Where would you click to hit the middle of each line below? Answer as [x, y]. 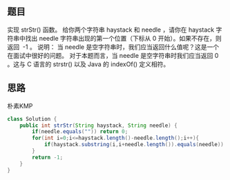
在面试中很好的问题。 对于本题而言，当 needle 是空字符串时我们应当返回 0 [113, 55]
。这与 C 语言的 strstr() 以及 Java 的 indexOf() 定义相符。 [88, 64]
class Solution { [32, 119]
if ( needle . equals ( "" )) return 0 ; [80, 132]
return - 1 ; [48, 157]
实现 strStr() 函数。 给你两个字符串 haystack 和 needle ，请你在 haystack [111, 30]
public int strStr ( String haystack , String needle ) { [98, 126]
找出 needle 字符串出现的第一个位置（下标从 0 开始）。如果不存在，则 [124, 38]
